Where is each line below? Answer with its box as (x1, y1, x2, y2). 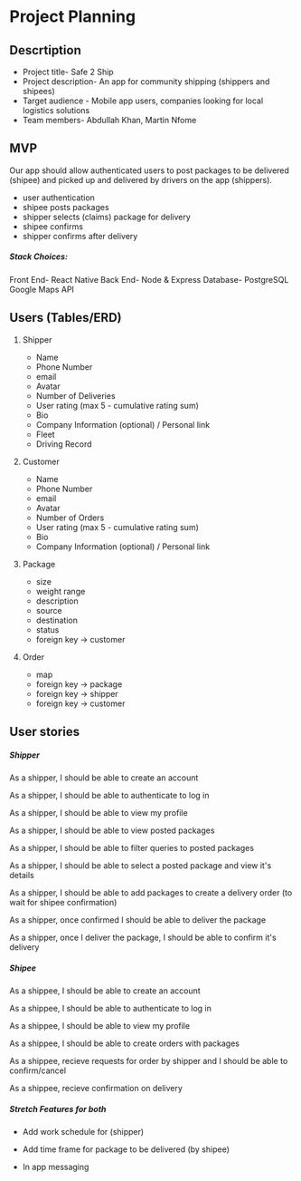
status (35, 624, 60, 635)
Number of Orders (35, 512, 105, 523)
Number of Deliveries (35, 390, 116, 401)
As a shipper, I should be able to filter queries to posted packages (9, 842, 255, 853)
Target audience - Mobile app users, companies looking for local (22, 95, 264, 106)
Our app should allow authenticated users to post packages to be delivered (9, 165, 289, 176)
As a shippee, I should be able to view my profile (9, 1020, 191, 1031)
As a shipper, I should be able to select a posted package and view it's (9, 859, 272, 871)
